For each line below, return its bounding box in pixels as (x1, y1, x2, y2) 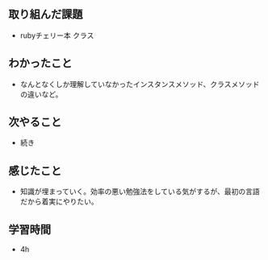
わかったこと (8, 56, 73, 70)
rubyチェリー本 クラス (19, 31, 94, 40)
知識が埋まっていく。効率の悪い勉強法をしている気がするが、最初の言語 (19, 187, 260, 196)
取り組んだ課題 (8, 7, 83, 22)
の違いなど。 (19, 89, 63, 99)
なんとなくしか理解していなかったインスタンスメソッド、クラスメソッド (19, 79, 260, 89)
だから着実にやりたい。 (19, 196, 98, 207)
